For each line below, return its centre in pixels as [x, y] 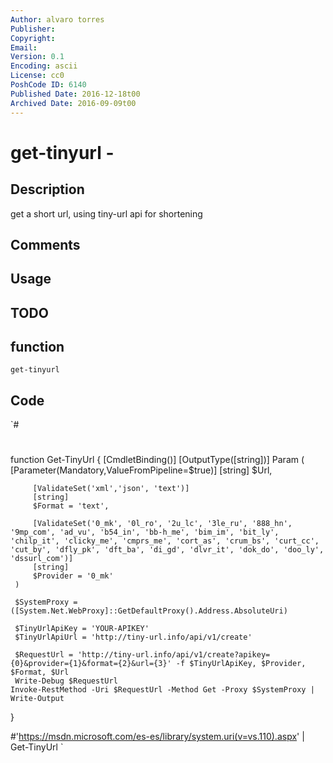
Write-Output [37, 699]
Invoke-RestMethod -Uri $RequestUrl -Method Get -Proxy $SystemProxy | [162, 690]
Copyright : [33, 38]
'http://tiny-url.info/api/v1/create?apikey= [174, 655]
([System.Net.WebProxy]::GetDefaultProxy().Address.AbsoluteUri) [149, 611]
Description [47, 189]
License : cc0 [37, 76]
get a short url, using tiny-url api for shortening [106, 213]
